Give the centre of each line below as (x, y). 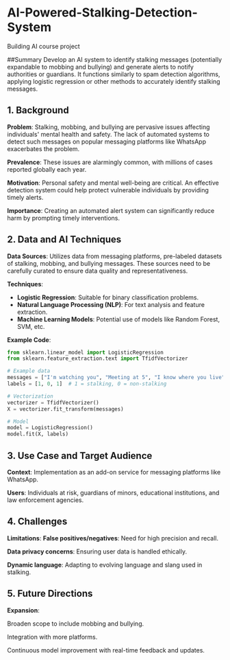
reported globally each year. (47, 169)
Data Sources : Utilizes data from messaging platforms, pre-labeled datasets (115, 256)
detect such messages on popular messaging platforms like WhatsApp (107, 141)
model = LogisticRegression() (50, 428)
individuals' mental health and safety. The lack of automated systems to (108, 134)
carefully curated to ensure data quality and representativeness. (98, 271)
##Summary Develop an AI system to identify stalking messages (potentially (115, 59)
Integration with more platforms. (52, 637)
